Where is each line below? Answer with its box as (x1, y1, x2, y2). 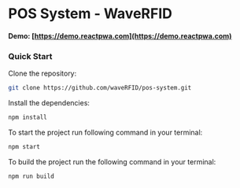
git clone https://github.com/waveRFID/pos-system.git (8, 84, 192, 92)
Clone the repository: (8, 68, 77, 79)
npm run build (8, 172, 55, 180)
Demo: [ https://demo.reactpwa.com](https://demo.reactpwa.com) (8, 31, 232, 40)
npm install (8, 113, 47, 121)
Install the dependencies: (8, 98, 90, 107)
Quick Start (8, 50, 53, 61)
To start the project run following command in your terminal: (8, 127, 203, 137)
